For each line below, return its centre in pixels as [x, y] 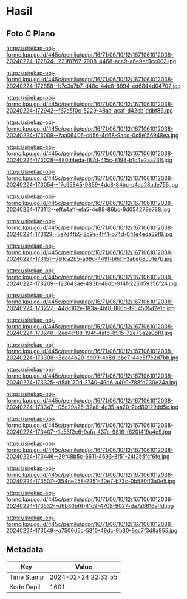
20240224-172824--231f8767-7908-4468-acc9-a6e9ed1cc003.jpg [91, 61]
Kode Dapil [25, 587]
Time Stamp [27, 577]
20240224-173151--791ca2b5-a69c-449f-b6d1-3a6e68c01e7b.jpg [90, 259]
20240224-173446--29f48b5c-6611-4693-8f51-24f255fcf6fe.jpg [88, 456]
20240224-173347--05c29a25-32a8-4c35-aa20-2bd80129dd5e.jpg [93, 407]
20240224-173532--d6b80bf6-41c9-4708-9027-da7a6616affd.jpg [90, 506]
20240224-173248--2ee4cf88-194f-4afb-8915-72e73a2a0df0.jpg [90, 333]
